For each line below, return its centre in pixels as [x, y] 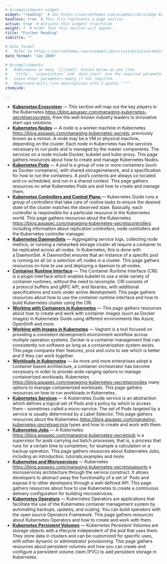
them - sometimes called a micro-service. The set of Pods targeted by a [86, 408]
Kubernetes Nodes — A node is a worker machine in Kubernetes [79, 128]
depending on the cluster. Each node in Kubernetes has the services [82, 144]
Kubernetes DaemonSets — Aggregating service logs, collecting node [85, 239]
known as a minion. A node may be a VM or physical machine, [76, 138]
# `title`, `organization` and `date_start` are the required [73, 74]
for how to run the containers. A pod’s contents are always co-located [84, 176]
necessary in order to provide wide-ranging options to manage [77, 372]
